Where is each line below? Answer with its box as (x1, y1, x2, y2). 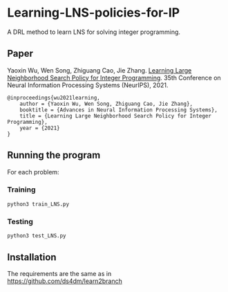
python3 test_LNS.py (7, 232, 67, 239)
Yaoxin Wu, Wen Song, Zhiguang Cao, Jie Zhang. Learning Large (7, 66, 192, 74)
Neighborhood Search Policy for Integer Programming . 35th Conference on (7, 73, 221, 82)
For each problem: (7, 167, 60, 176)
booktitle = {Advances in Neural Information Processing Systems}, (19, 106, 218, 113)
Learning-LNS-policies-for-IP (7, 5, 180, 21)
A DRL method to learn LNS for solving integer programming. (7, 28, 181, 36)
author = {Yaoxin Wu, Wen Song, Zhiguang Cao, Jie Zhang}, (19, 100, 193, 107)
